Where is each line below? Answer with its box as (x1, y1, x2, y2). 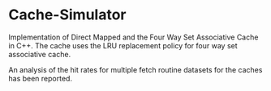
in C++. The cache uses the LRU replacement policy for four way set (8, 40, 238, 50)
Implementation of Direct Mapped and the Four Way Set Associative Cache (8, 32, 259, 42)
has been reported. (8, 73, 73, 83)
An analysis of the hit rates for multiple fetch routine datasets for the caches (8, 64, 263, 74)
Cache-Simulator (8, 6, 127, 24)
